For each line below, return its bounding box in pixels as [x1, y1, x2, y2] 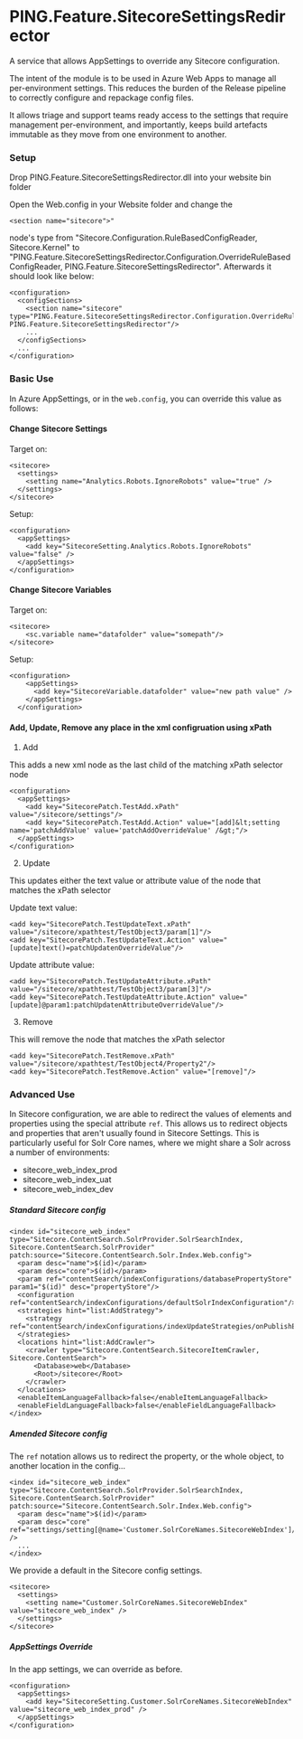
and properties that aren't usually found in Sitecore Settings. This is [9, 1128, 260, 1139]
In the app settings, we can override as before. [9, 1664, 183, 1675]
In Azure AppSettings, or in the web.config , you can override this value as [9, 393, 282, 404]
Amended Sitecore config [9, 1428, 108, 1439]
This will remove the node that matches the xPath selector [9, 1034, 225, 1045]
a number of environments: [9, 1147, 110, 1158]
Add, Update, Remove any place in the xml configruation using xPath [9, 721, 272, 733]
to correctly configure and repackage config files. [9, 92, 194, 103]
